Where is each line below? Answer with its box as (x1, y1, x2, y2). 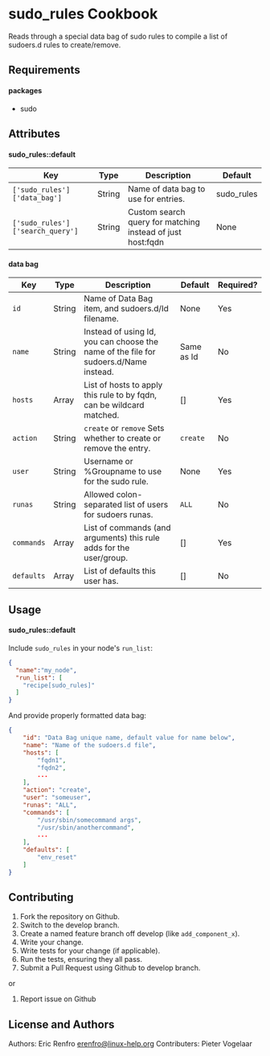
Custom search (127, 207, 186, 218)
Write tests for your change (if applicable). (19, 946, 161, 955)
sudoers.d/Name (84, 356, 147, 368)
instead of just (127, 227, 182, 238)
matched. (84, 409, 120, 421)
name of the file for (84, 347, 156, 358)
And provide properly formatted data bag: (8, 711, 147, 721)
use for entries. (127, 194, 186, 205)
